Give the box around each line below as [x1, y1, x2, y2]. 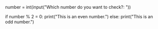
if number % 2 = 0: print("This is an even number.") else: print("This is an [5, 14, 154, 19]
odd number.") [5, 19, 34, 25]
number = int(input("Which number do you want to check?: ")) [5, 4, 131, 10]
